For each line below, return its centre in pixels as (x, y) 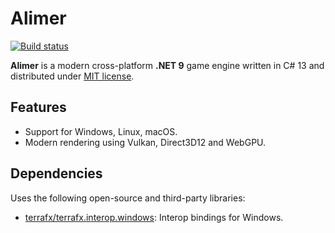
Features (38, 107)
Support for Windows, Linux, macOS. (101, 131)
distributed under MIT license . (72, 76)
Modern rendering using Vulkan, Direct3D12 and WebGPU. (145, 142)
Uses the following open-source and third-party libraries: (128, 198)
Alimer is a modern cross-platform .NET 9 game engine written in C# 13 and (167, 65)
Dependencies (56, 173)
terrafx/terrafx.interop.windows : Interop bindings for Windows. (154, 217)
